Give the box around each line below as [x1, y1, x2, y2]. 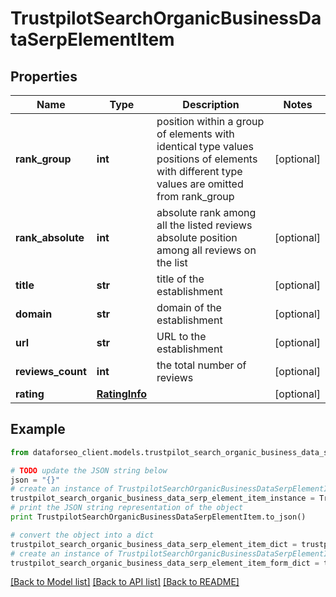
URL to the [156, 330, 207, 343]
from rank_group [156, 190, 235, 203]
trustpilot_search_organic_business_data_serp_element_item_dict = [10, 539, 298, 549]
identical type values [156, 140, 255, 153]
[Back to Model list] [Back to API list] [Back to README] [10, 576, 240, 588]
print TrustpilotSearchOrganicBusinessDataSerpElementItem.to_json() [10, 512, 307, 522]
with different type [156, 165, 243, 178]
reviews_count [15, 365, 87, 378]
